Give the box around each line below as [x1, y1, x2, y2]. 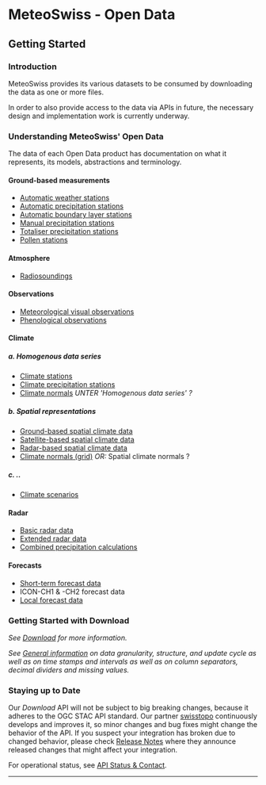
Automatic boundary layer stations [19, 210, 132, 220]
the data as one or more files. [8, 87, 104, 97]
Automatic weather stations [19, 193, 110, 203]
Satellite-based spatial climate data [19, 435, 135, 445]
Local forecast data [19, 595, 83, 604]
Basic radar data [19, 526, 74, 535]
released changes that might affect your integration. [8, 745, 178, 755]
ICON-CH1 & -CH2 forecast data [19, 587, 125, 596]
